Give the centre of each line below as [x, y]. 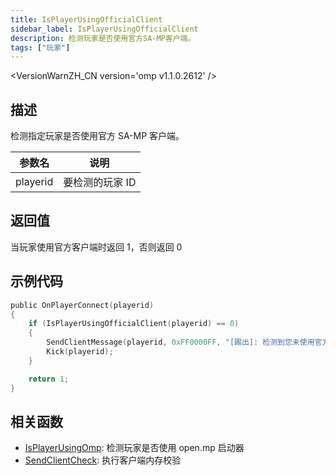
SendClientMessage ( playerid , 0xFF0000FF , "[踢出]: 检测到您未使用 [180, 342]
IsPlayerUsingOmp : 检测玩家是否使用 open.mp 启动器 [134, 448]
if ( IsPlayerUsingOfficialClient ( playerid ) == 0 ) [134, 324]
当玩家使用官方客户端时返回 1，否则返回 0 [96, 247]
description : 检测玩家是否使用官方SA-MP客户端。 [103, 38]
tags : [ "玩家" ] [40, 47]
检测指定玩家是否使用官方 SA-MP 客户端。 [97, 136]
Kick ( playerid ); [80, 352]
